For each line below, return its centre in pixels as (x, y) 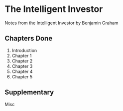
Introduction (24, 50)
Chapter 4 (22, 71)
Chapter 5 (22, 77)
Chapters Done (29, 38)
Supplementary (29, 92)
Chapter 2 (22, 61)
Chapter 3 (22, 66)
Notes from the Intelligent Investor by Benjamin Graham (61, 23)
